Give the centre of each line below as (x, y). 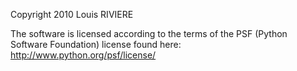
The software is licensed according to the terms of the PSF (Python (149, 33)
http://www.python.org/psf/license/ (83, 55)
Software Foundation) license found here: (96, 44)
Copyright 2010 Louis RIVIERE (72, 14)
